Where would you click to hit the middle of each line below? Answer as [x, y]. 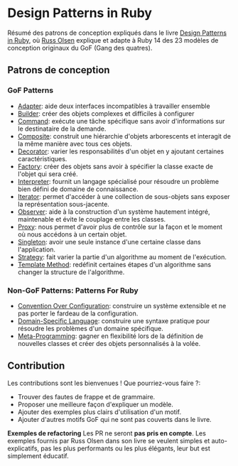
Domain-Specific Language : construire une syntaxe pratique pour [114, 320]
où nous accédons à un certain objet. [72, 234]
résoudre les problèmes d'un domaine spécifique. [90, 328]
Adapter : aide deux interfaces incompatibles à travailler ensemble [114, 106]
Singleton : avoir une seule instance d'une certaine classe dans [109, 242]
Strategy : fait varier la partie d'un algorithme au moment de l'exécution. [122, 256]
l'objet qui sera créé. [48, 174]
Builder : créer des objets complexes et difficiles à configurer [106, 113]
